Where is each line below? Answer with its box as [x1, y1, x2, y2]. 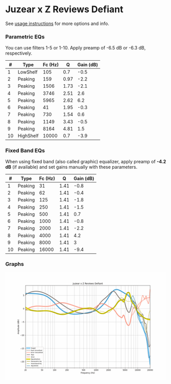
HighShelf [17, 133, 39, 139]
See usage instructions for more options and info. [5, 20, 110, 27]
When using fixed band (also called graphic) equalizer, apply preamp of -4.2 [5, 159, 166, 165]
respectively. [5, 50, 32, 57]
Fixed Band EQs [5, 147, 45, 154]
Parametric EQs [5, 33, 45, 40]
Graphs [5, 261, 24, 268]
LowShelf [17, 69, 38, 75]
